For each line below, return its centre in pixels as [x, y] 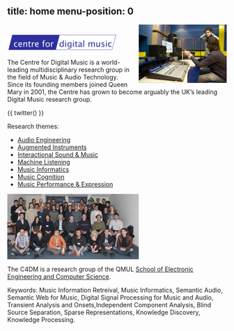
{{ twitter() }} [26, 113]
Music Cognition [41, 176]
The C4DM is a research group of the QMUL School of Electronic [100, 269]
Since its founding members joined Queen [68, 84]
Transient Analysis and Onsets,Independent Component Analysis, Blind [109, 305]
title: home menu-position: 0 [70, 11]
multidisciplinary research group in [80, 70]
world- [110, 62]
